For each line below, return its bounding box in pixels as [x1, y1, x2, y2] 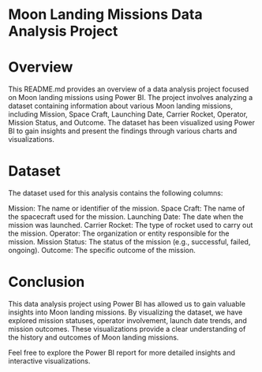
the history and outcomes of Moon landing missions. [8, 333, 179, 342]
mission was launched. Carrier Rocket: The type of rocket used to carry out [8, 221, 253, 230]
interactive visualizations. [8, 356, 91, 366]
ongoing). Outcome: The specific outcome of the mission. [8, 246, 196, 255]
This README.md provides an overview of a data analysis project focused [8, 84, 249, 94]
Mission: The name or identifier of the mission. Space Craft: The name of [8, 203, 245, 214]
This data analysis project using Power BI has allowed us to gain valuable [8, 299, 246, 308]
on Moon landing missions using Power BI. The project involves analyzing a [8, 93, 253, 102]
